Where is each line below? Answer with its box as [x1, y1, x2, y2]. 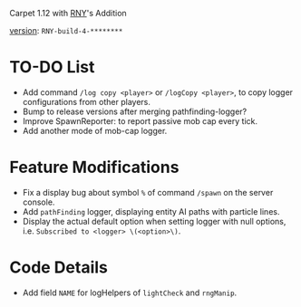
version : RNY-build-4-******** [9, 25, 123, 35]
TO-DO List [9, 57, 95, 78]
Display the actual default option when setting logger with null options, [22, 216, 286, 226]
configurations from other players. [22, 96, 151, 107]
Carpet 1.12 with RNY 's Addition [9, 8, 127, 18]
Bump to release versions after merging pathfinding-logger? [22, 106, 248, 117]
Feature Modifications [9, 158, 180, 177]
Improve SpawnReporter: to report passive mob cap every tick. [22, 115, 258, 126]
